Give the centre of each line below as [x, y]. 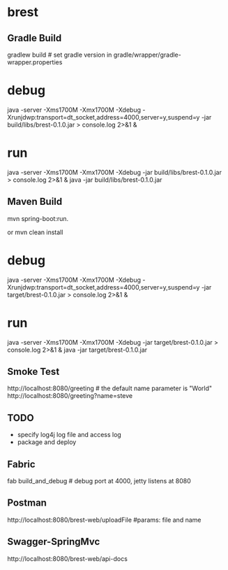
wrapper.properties [35, 62]
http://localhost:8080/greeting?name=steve [70, 396]
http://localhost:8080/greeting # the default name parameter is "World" [110, 388]
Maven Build [35, 202]
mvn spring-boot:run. [38, 218]
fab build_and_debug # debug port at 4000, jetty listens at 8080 [99, 481]
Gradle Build [35, 38]
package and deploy [47, 442]
